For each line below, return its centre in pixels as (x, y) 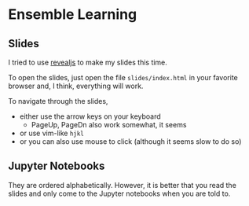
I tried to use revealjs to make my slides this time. (88, 62)
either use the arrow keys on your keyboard (90, 116)
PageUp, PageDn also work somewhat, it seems (109, 125)
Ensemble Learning (73, 15)
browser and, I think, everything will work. (76, 86)
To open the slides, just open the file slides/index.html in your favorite (123, 77)
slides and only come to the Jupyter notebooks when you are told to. (119, 193)
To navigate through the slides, (58, 101)
